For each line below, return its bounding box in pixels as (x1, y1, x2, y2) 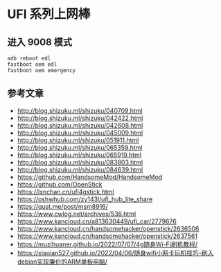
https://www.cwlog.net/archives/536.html (17, 210, 136, 218)
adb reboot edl (7, 55, 51, 62)
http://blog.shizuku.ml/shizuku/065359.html (17, 143, 143, 151)
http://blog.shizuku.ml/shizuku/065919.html (17, 151, 142, 159)
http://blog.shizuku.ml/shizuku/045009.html (17, 128, 143, 137)
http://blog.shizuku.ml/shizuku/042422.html (17, 114, 143, 122)
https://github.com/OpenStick (17, 180, 103, 188)
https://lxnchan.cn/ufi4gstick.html (17, 187, 114, 196)
